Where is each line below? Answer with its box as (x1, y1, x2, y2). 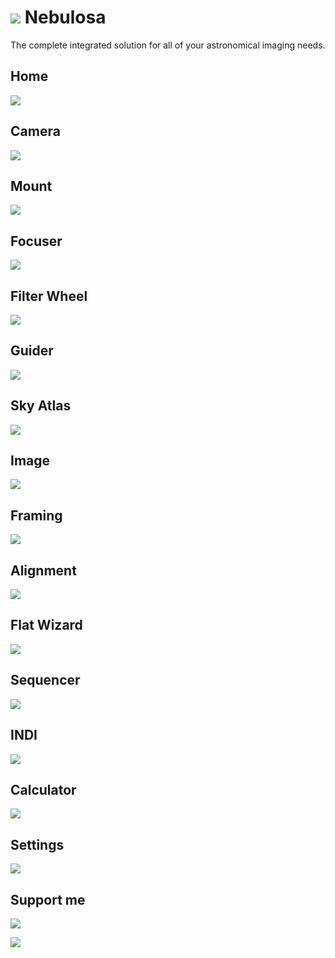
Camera (10, 123, 61, 140)
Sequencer (10, 672, 81, 689)
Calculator (10, 781, 77, 798)
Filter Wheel (10, 287, 88, 305)
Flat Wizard (10, 617, 83, 634)
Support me (10, 891, 86, 908)
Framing (10, 507, 63, 524)
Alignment (10, 562, 77, 579)
